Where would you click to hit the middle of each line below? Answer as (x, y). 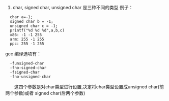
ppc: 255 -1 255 (27, 44)
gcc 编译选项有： (23, 54)
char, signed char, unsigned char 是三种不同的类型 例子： (73, 7)
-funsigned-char (27, 63)
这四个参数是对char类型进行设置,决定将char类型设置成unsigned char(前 (89, 87)
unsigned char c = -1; (34, 26)
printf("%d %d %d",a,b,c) (37, 30)
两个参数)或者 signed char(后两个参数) (45, 93)
